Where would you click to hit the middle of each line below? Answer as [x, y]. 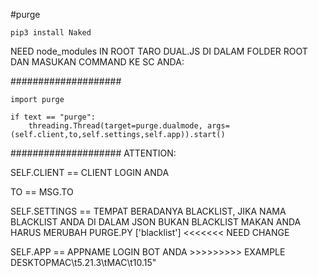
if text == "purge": [53, 117]
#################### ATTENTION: [93, 153]
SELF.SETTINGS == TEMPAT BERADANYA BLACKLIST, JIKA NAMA [148, 211]
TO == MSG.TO [42, 192]
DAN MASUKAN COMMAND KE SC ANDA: [97, 62]
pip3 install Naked [51, 33]
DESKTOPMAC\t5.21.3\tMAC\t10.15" [83, 262]
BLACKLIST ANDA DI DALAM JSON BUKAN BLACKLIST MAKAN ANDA [156, 222]
